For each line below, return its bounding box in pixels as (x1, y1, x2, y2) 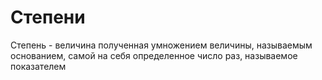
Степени (10, 6, 86, 29)
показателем (10, 60, 67, 72)
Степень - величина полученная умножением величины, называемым (10, 39, 313, 51)
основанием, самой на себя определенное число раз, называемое (10, 49, 298, 61)
